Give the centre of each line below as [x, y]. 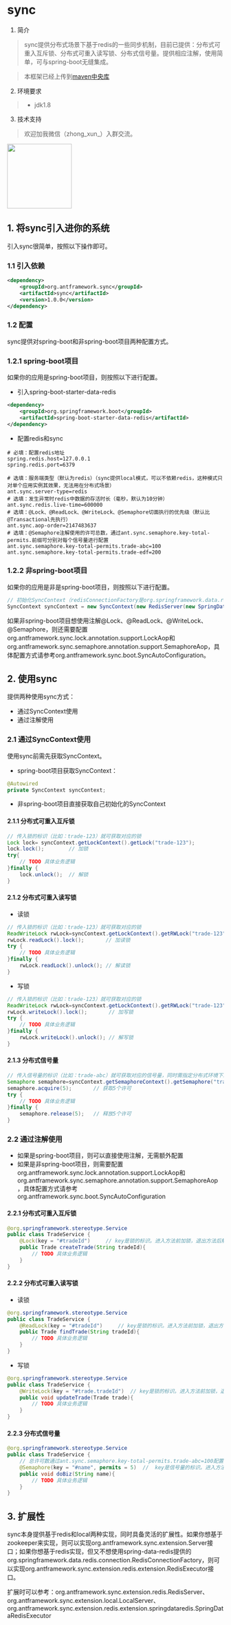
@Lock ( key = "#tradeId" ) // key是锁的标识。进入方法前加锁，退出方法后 [121, 1241]
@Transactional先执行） [39, 519]
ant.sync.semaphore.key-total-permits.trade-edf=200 [84, 552]
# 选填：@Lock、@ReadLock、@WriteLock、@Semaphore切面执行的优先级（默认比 [109, 512]
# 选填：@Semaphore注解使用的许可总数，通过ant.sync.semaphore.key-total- [109, 533]
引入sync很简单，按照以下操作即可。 [59, 246]
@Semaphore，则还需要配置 [47, 629]
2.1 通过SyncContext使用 [49, 740]
